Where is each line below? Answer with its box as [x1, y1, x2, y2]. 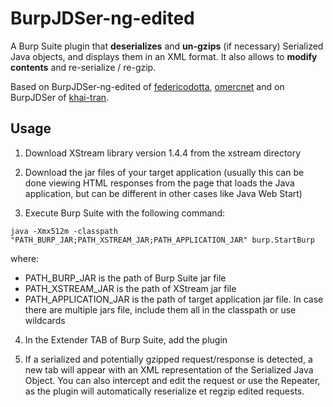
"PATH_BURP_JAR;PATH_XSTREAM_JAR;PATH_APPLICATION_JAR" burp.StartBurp [10, 235, 315, 245]
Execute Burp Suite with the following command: [24, 207, 226, 219]
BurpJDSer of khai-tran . [10, 91, 110, 103]
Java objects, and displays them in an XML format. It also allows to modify [10, 50, 318, 62]
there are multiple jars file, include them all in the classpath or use [24, 303, 297, 316]
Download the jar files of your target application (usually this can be [24, 166, 305, 178]
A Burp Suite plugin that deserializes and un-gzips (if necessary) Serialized [10, 40, 324, 52]
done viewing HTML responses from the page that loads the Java [24, 177, 295, 189]
